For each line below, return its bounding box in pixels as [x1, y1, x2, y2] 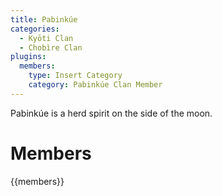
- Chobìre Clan [19, 42, 83, 53]
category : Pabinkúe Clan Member [28, 80, 163, 90]
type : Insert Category [28, 71, 123, 81]
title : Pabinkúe [10, 14, 78, 25]
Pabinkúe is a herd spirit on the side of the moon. [10, 107, 213, 119]
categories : [10, 24, 60, 34]
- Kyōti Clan [19, 33, 74, 43]
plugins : [10, 52, 47, 62]
